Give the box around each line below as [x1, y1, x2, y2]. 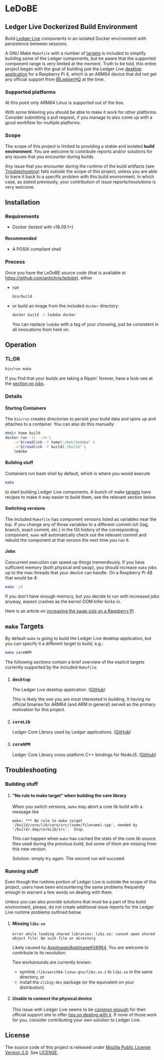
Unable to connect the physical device [12, 996, 92, 1002]
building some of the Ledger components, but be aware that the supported [5, 56, 156, 61]
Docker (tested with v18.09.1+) [12, 224, 73, 230]
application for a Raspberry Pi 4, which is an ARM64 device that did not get [5, 71, 157, 77]
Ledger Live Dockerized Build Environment [5, 23, 138, 31]
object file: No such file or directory [12, 936, 96, 941]
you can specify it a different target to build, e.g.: [5, 641, 104, 646]
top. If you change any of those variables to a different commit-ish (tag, [5, 521, 149, 527]
